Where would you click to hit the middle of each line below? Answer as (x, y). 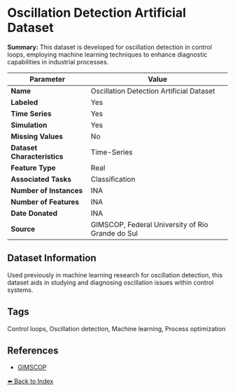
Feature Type (33, 168)
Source (23, 228)
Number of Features (45, 202)
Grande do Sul (114, 233)
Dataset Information (52, 258)
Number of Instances (47, 190)
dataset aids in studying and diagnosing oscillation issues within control (111, 282)
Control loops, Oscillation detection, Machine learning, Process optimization (116, 328)
